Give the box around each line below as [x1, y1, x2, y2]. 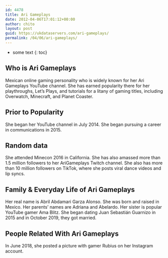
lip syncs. [5, 171, 25, 177]
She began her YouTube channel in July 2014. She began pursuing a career [5, 121, 161, 127]
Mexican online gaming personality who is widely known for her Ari [5, 77, 144, 83]
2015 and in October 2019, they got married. [5, 215, 97, 221]
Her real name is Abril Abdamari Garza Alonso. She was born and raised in [5, 199, 159, 205]
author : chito [5, 21, 35, 27]
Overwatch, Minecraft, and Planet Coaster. [5, 93, 94, 99]
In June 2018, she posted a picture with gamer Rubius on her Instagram [5, 242, 153, 248]
